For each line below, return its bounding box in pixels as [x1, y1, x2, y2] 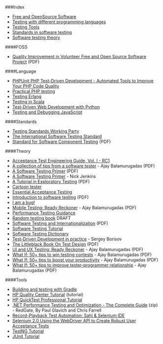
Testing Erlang [12, 93, 42, 99]
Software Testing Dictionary [12, 231, 69, 236]
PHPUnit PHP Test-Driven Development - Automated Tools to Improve [12, 78, 154, 84]
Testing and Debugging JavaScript [12, 109, 82, 115]
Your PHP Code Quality [12, 83, 59, 89]
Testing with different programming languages [12, 19, 107, 25]
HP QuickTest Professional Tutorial [12, 297, 82, 303]
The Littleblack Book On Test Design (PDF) [12, 241, 99, 247]
